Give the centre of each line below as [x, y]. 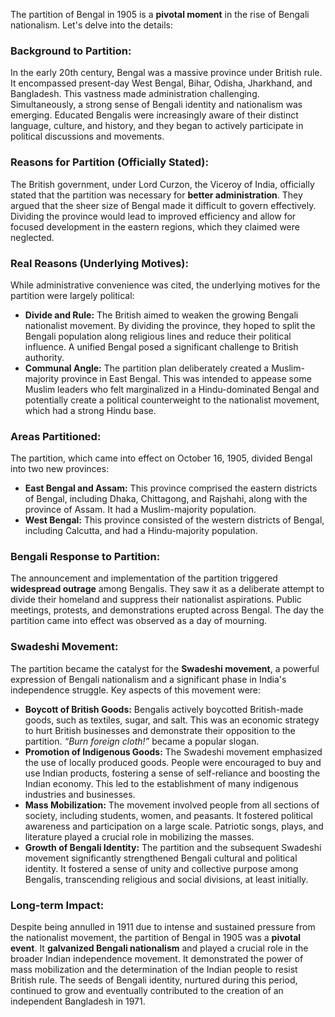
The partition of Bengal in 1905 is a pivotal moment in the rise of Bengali [160, 14]
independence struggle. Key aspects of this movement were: [136, 690]
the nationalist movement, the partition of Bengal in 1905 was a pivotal [156, 938]
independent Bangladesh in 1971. [78, 1001]
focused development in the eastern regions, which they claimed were [155, 226]
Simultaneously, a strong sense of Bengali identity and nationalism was [156, 105]
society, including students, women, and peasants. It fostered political [168, 815]
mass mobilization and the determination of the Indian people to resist [154, 970]
